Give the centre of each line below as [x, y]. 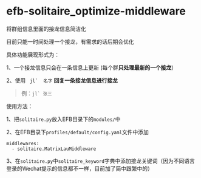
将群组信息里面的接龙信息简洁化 [46, 29]
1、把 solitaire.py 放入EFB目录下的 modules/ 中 [63, 119]
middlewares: [23, 143]
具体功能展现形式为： [33, 54]
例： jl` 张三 [37, 93]
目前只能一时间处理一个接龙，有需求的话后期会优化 [70, 41]
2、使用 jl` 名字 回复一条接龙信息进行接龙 [62, 80]
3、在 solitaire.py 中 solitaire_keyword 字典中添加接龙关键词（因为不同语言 [101, 161]
